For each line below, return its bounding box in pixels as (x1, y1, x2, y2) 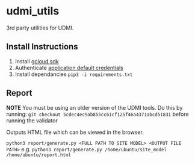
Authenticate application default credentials (14, 64, 123, 71)
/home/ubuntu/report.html (6, 152, 71, 158)
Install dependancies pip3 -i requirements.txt (14, 71, 133, 78)
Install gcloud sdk (14, 57, 59, 65)
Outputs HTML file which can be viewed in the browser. (6, 128, 144, 136)
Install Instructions (6, 42, 78, 52)
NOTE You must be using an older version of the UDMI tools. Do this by (6, 104, 183, 111)
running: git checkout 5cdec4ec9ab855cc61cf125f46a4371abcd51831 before (6, 110, 189, 118)
